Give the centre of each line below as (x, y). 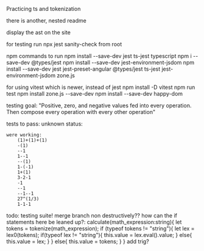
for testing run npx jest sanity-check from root (64, 44)
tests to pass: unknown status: (45, 124)
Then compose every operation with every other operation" (81, 112)
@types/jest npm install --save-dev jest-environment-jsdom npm (113, 62)
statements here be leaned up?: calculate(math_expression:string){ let (94, 222)
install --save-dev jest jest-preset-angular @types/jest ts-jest (83, 69)
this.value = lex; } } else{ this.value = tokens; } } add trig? (78, 241)
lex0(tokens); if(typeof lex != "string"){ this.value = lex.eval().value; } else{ (99, 235)
